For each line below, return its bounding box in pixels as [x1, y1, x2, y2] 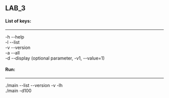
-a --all [5, 49, 20, 55]
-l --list [5, 39, 20, 45]
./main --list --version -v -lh [5, 82, 63, 88]
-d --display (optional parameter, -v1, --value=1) [5, 55, 105, 61]
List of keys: [5, 17, 32, 24]
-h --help [5, 33, 24, 39]
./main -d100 [5, 87, 32, 93]
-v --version [5, 44, 31, 50]
